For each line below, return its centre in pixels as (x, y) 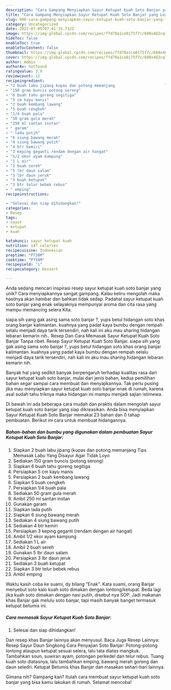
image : (13, 34)
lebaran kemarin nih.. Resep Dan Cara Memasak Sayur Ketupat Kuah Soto (83, 336)
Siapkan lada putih (32, 509)
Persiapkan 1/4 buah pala (40, 488)
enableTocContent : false (32, 48)
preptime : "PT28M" (25, 255)
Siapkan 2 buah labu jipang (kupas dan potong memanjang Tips (80, 450)
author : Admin (21, 62)
